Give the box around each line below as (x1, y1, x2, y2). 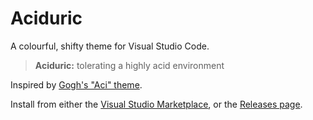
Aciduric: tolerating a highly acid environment (34, 59, 225, 71)
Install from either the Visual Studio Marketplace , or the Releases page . (10, 98, 303, 110)
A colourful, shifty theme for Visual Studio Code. (10, 40, 210, 52)
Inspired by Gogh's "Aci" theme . (10, 78, 143, 91)
